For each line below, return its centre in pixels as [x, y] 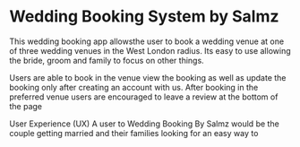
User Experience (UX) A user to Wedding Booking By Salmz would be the [144, 124]
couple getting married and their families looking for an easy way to [134, 133]
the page [26, 106]
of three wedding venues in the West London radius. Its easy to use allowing [150, 50]
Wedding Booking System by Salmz [144, 17]
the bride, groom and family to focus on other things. [107, 60]
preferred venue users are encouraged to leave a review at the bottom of [144, 97]
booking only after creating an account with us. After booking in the [134, 87]
